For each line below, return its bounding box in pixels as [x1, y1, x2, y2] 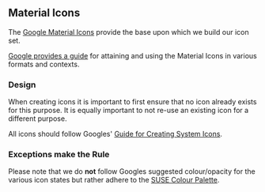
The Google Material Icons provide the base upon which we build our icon [8, 27, 249, 36]
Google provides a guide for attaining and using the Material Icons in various [8, 51, 257, 60]
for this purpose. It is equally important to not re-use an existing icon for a [8, 106, 249, 115]
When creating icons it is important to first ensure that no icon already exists [8, 97, 257, 107]
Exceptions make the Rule [8, 149, 110, 160]
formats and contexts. [8, 59, 80, 69]
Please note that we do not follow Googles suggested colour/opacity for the [8, 167, 256, 176]
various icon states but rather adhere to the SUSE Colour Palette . [8, 175, 220, 185]
